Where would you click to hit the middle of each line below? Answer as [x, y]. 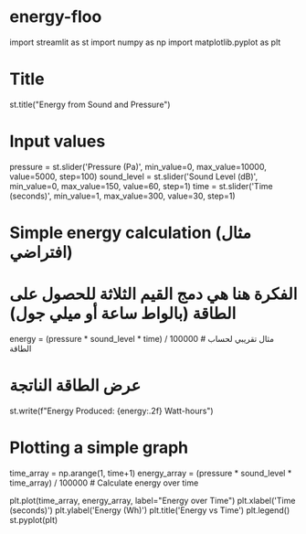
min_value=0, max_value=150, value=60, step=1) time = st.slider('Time [141, 186]
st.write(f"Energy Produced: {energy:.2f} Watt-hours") [111, 411]
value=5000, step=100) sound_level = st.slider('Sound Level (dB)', [134, 176]
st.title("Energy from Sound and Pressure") [90, 104]
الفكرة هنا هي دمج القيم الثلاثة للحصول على [153, 294]
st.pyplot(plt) [34, 519]
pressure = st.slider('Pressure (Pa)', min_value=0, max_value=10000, [138, 166]
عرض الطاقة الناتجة [75, 385]
